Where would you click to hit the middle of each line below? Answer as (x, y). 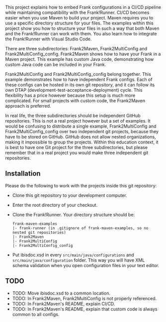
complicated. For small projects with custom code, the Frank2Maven (75, 101)
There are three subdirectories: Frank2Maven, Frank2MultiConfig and (76, 49)
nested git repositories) (39, 232)
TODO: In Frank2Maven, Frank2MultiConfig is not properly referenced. (84, 298)
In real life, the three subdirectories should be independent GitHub (73, 116)
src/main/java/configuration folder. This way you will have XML (79, 260)
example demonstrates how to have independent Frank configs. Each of (79, 80)
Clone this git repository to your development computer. (70, 195)
